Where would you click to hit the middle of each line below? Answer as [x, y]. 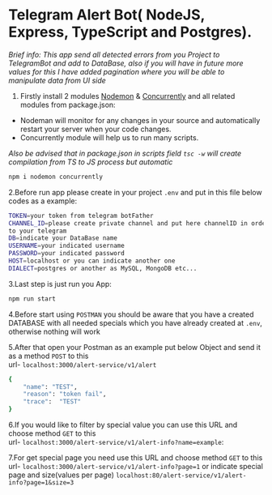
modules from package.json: [68, 105]
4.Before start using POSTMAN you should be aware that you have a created [131, 314]
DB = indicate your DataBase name [63, 238]
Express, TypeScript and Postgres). [130, 32]
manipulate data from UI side [57, 80]
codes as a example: [43, 201]
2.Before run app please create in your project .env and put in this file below [135, 192]
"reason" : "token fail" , [65, 395]
